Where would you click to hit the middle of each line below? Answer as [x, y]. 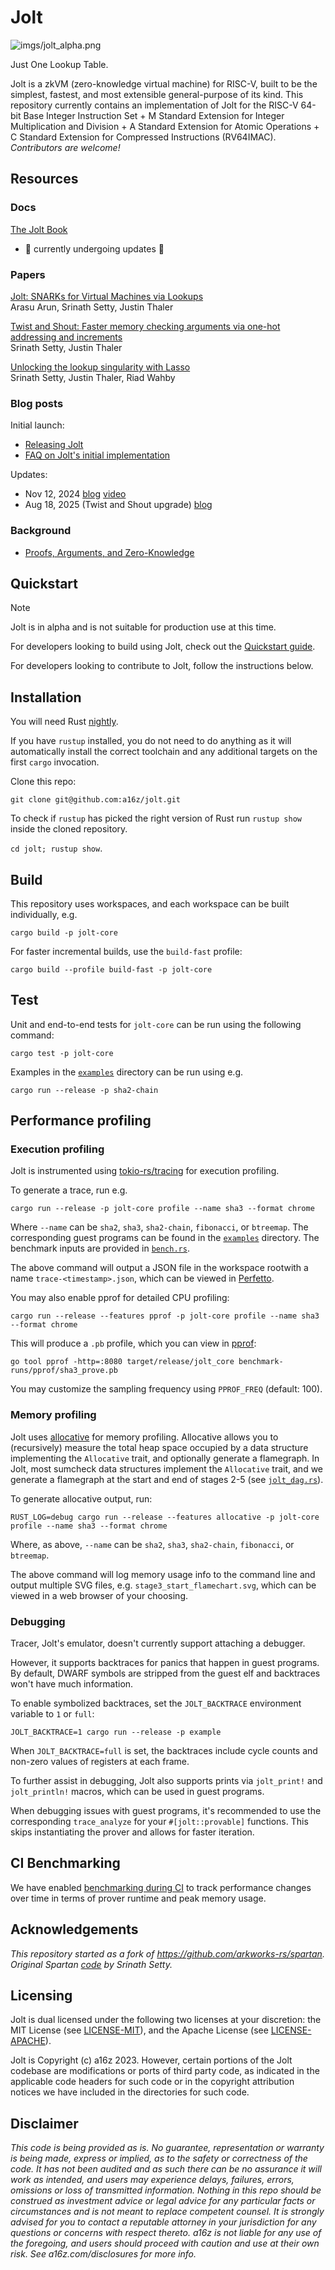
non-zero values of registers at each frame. [100, 1762]
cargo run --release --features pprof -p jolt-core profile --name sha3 [165, 1316]
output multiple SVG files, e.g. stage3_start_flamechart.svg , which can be [163, 1585]
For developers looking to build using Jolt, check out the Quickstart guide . [163, 647]
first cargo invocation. [55, 762]
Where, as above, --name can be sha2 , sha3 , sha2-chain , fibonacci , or [152, 1544]
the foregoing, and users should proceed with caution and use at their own [165, 2243]
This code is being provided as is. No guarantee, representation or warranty [167, 2148]
